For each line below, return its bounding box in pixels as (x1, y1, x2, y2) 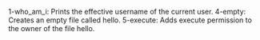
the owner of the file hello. (8, 24, 95, 33)
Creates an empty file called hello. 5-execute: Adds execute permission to (8, 15, 252, 25)
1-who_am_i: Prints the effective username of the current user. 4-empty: (8, 7, 246, 16)
